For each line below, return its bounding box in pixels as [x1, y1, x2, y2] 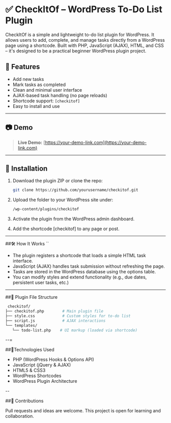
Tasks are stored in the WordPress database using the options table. [12, 269, 156, 275]
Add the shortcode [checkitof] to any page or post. [12, 225, 120, 232]
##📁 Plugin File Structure [5, 294, 58, 300]
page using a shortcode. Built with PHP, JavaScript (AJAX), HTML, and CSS [5, 42, 164, 48]
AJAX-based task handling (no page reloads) [12, 92, 108, 98]
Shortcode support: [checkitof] [12, 98, 80, 104]
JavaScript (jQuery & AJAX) [12, 362, 71, 368]
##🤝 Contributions [5, 398, 44, 404]
